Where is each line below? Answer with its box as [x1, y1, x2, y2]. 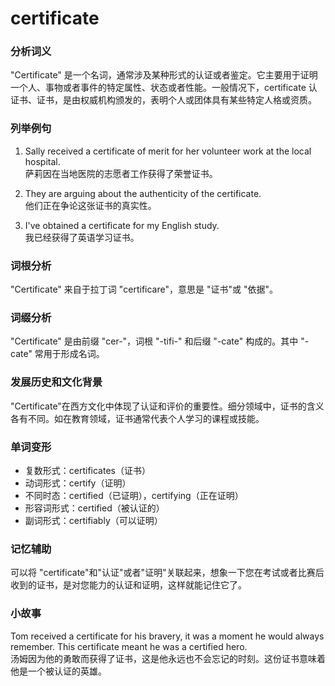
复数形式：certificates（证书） [24, 464, 151, 476]
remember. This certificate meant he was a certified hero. [10, 640, 248, 652]
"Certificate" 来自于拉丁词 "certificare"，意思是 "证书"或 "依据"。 [10, 283, 278, 296]
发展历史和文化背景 [10, 375, 103, 389]
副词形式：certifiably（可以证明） [24, 514, 163, 526]
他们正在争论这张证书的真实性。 [24, 199, 157, 211]
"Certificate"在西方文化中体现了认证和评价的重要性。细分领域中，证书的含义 [10, 400, 325, 412]
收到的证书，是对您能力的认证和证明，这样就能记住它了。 [10, 579, 247, 591]
